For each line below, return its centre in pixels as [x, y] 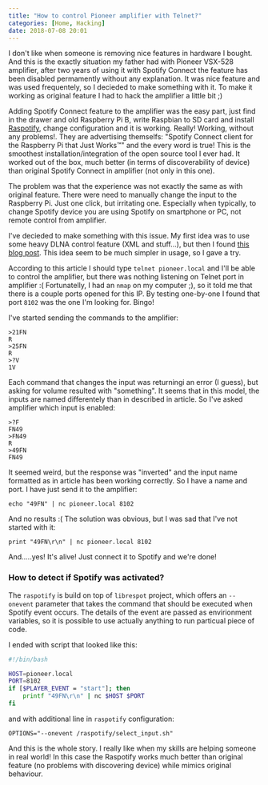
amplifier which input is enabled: [62, 408]
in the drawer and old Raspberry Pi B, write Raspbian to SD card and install [131, 120]
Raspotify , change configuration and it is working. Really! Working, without [131, 128]
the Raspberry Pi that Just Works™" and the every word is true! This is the [130, 146]
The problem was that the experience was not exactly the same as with [126, 186]
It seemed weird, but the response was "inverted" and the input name [123, 472]
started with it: [32, 527]
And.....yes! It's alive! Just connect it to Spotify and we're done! [113, 557]
